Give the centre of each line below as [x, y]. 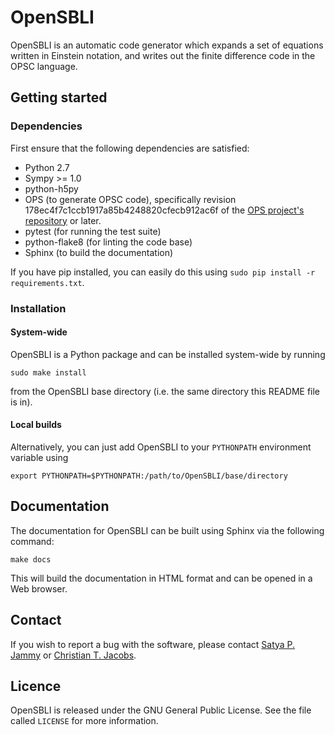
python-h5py [51, 188]
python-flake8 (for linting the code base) [108, 242]
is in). [21, 402]
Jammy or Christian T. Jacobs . [73, 655]
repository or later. [63, 220]
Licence [36, 686]
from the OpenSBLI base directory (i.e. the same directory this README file [165, 391]
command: [32, 541]
